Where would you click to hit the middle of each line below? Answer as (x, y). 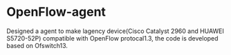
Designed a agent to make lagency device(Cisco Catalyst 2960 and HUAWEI (115, 31)
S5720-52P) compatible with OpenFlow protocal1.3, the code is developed (112, 38)
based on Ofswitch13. (37, 45)
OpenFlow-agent (56, 12)
